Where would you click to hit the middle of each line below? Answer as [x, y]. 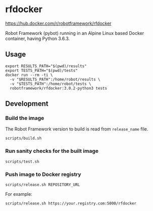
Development [27, 104]
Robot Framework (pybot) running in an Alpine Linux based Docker [75, 33]
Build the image [25, 118]
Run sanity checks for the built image [52, 151]
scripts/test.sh [22, 161]
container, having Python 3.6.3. [38, 38]
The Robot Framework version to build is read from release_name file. [77, 129]
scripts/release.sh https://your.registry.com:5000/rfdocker [71, 203]
